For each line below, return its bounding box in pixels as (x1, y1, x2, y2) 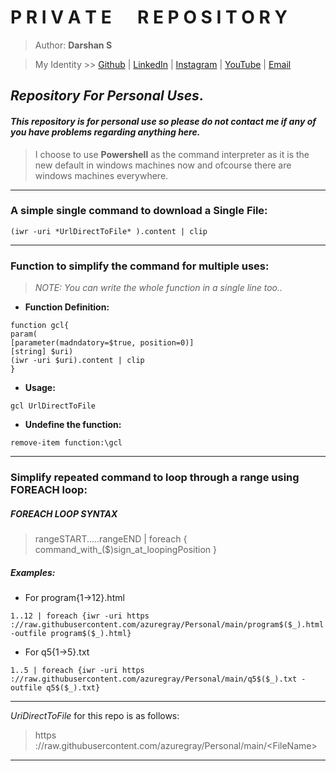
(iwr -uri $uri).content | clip (10, 356, 145, 366)
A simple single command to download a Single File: (10, 204, 268, 218)
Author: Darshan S (34, 39, 113, 51)
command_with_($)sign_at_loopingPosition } (34, 544, 217, 556)
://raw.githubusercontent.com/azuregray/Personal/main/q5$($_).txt (10, 674, 298, 684)
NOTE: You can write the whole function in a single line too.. (34, 282, 283, 294)
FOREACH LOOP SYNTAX (10, 507, 118, 520)
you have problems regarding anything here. (10, 126, 201, 138)
